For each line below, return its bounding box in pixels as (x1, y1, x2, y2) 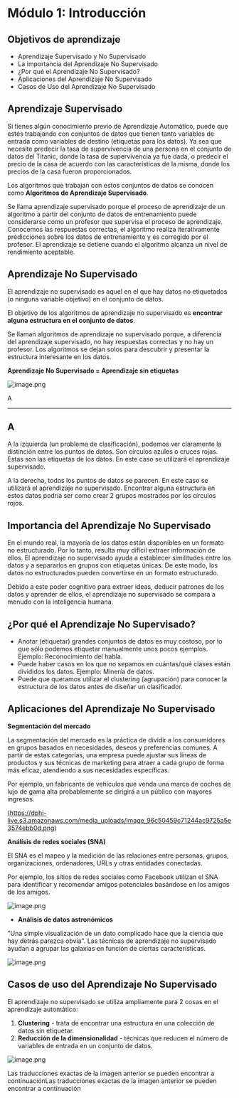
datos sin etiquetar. (17, 1026, 75, 1035)
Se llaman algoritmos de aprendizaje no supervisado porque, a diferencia (7, 329, 222, 339)
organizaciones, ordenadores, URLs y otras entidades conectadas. (7, 858, 203, 867)
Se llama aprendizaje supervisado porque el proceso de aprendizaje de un (7, 202, 225, 210)
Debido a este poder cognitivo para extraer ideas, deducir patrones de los (7, 582, 224, 591)
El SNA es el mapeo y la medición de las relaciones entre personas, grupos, (7, 851, 229, 860)
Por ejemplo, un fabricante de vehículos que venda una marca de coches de (7, 779, 231, 788)
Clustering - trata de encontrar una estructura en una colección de (17, 1018, 215, 1027)
